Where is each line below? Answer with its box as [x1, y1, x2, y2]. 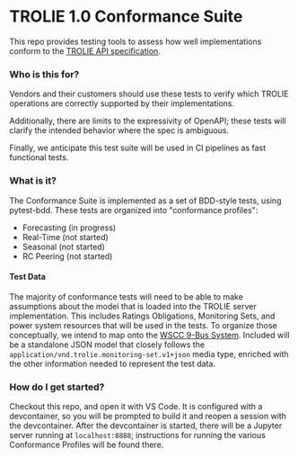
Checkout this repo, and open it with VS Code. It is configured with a [9, 401, 263, 412]
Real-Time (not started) [22, 231, 110, 242]
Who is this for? [9, 67, 80, 80]
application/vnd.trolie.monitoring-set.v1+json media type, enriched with [9, 348, 289, 359]
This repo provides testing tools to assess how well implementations [9, 36, 262, 47]
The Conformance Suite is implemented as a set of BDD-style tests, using [9, 195, 282, 206]
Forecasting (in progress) [22, 222, 117, 233]
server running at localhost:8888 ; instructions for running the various [9, 430, 267, 441]
